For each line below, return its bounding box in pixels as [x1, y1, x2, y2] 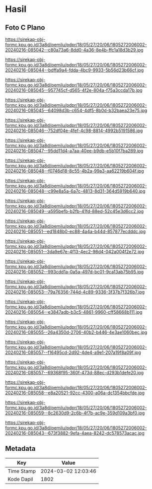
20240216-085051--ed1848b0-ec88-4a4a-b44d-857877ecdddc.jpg [5, 228, 146, 234]
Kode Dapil [7, 476, 33, 483]
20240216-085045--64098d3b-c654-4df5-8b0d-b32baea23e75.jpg [5, 108, 148, 113]
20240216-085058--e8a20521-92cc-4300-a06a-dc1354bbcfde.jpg [5, 390, 145, 396]
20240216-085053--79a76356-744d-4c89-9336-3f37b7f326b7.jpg [5, 289, 145, 295]
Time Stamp [7, 468, 36, 475]
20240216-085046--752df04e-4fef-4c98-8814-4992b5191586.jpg [5, 128, 143, 134]
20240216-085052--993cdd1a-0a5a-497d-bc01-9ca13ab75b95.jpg [5, 269, 144, 275]
